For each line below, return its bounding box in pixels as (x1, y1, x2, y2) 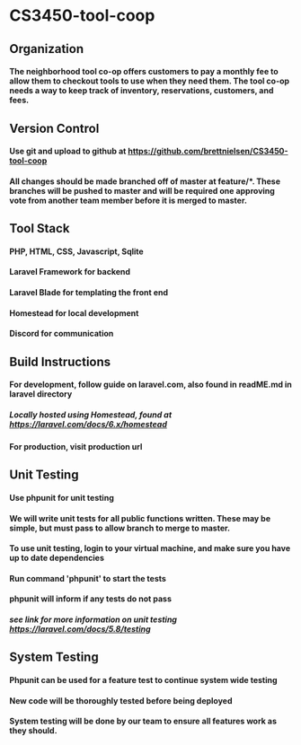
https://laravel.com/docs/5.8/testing (9, 624, 151, 635)
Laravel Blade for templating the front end (9, 286, 169, 297)
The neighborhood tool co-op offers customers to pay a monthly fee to (9, 66, 279, 77)
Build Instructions (9, 354, 111, 369)
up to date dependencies (9, 553, 105, 564)
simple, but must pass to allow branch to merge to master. (9, 522, 231, 533)
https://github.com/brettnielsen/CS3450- (127, 145, 289, 157)
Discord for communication (9, 329, 114, 339)
